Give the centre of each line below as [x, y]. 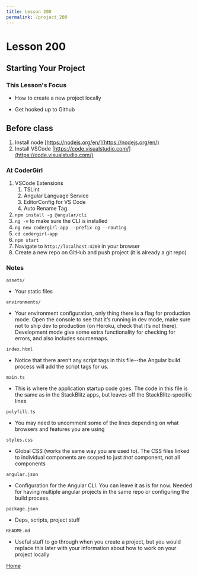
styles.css [20, 440]
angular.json [22, 474]
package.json [22, 509]
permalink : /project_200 [37, 17]
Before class [30, 128]
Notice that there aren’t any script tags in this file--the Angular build [98, 360]
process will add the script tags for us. [61, 366]
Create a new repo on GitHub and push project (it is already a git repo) [100, 253]
